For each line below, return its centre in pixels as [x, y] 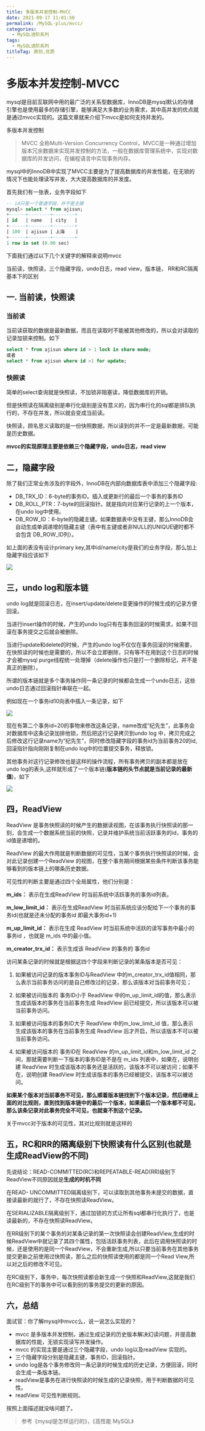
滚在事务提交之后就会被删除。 [44, 632]
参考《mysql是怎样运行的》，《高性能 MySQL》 [77, 1421]
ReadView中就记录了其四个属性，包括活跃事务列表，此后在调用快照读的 [102, 1241]
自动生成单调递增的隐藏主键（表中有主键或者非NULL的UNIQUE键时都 [102, 527]
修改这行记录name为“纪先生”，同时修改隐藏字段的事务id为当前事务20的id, [104, 741]
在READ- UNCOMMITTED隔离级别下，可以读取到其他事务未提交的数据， [98, 1192]
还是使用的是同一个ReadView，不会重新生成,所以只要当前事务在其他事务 [108, 1249]
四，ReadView [34, 809]
